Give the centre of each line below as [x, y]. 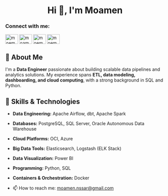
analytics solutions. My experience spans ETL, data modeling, [70, 75]
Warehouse [25, 129]
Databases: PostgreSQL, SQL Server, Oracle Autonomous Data [78, 124]
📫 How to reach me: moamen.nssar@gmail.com [63, 188]
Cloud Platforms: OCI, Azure [43, 139]
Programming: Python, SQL [41, 168]
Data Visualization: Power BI [43, 159]
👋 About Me [24, 57]
